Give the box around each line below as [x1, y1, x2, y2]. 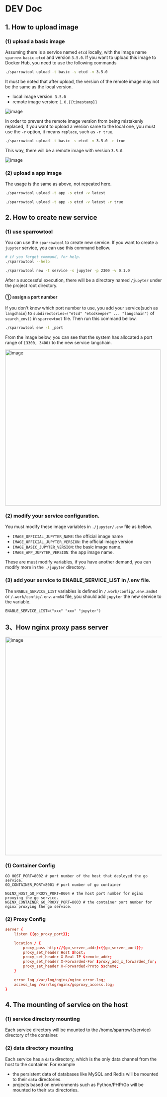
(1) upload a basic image [5, 38, 65, 45]
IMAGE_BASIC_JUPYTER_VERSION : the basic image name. [12, 544, 122, 550]
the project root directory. [5, 282, 58, 288]
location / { [14, 940, 41, 946]
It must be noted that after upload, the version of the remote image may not [5, 78, 160, 84]
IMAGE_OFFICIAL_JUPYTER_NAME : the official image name [12, 534, 123, 540]
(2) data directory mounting [5, 1045, 74, 1052]
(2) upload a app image [5, 169, 62, 176]
